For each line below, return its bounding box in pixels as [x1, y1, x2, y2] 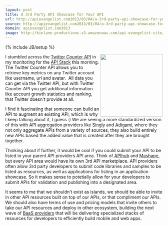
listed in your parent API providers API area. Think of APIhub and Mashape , [5, 153, 160, 159]
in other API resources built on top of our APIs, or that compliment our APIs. [5, 194, 161, 200]
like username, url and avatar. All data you [5, 75, 93, 81]
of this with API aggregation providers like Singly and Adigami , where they [5, 122, 158, 128]
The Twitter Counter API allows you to [5, 64, 83, 70]
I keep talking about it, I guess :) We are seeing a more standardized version [5, 117, 161, 122]
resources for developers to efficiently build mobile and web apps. [5, 216, 142, 221]
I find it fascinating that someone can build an [5, 106, 99, 112]
